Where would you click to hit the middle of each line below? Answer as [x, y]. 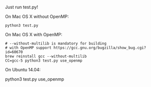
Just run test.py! [22, 7]
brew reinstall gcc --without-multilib [46, 56]
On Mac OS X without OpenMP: [37, 16]
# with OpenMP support [28, 48]
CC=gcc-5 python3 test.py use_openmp [44, 61]
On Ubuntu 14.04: [23, 70]
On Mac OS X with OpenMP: [34, 34]
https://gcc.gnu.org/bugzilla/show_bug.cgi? [100, 48]
